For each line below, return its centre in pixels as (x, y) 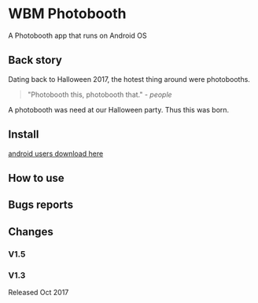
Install (24, 135)
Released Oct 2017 (39, 292)
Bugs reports (41, 205)
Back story (35, 60)
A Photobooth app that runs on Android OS (77, 35)
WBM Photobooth (67, 14)
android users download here (56, 153)
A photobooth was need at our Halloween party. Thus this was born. (119, 109)
